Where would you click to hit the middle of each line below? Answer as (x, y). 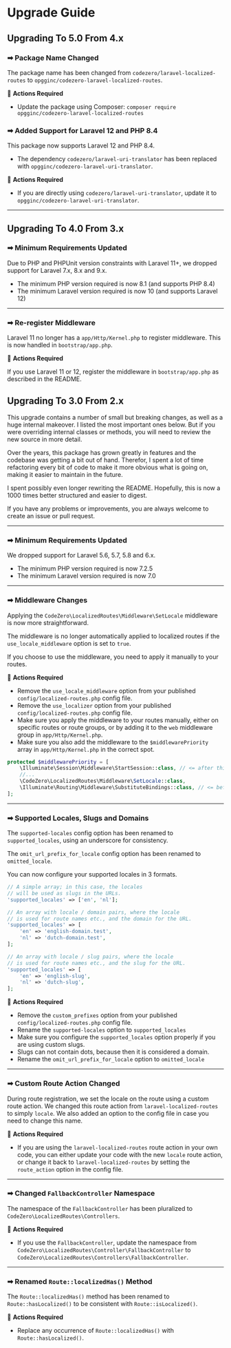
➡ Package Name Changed (53, 58)
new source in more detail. (45, 439)
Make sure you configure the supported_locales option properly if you (116, 1037)
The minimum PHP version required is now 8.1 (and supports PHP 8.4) (116, 283)
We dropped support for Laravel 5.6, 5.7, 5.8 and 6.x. (81, 555)
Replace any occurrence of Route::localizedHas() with (95, 1331)
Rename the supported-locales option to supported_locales (101, 1030)
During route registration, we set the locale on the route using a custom (108, 1099)
